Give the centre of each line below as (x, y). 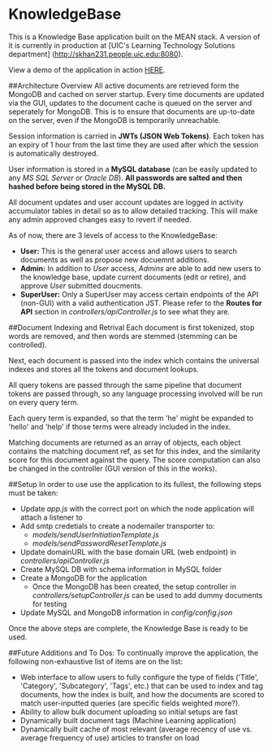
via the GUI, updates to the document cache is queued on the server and (130, 103)
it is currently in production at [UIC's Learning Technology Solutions (122, 45)
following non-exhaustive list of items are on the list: (96, 661)
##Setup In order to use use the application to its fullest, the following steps (135, 484)
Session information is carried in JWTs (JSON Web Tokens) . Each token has (136, 136)
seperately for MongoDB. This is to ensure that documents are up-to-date (132, 112)
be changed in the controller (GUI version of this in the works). (113, 468)
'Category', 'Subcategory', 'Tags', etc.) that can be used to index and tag (142, 686)
